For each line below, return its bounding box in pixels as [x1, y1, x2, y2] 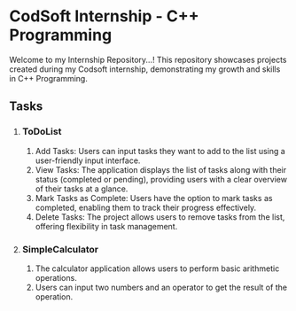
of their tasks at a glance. [35, 183, 129, 194]
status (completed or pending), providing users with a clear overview [35, 174, 288, 184]
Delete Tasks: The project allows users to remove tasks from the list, [35, 211, 285, 222]
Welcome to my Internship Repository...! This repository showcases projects [9, 54, 287, 65]
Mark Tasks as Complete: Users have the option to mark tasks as [35, 192, 273, 203]
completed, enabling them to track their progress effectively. [35, 202, 257, 213]
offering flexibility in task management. [35, 221, 178, 231]
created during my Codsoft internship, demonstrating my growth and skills [9, 64, 281, 74]
